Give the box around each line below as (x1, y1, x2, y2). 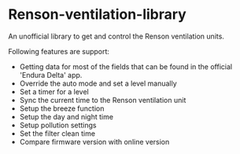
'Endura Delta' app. (19, 70, 83, 79)
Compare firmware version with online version (19, 137, 170, 146)
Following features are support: (8, 46, 110, 56)
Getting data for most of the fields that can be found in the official (19, 61, 233, 71)
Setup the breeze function (19, 104, 105, 113)
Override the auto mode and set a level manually (19, 79, 177, 88)
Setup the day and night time (19, 112, 114, 121)
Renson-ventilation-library (8, 5, 186, 24)
